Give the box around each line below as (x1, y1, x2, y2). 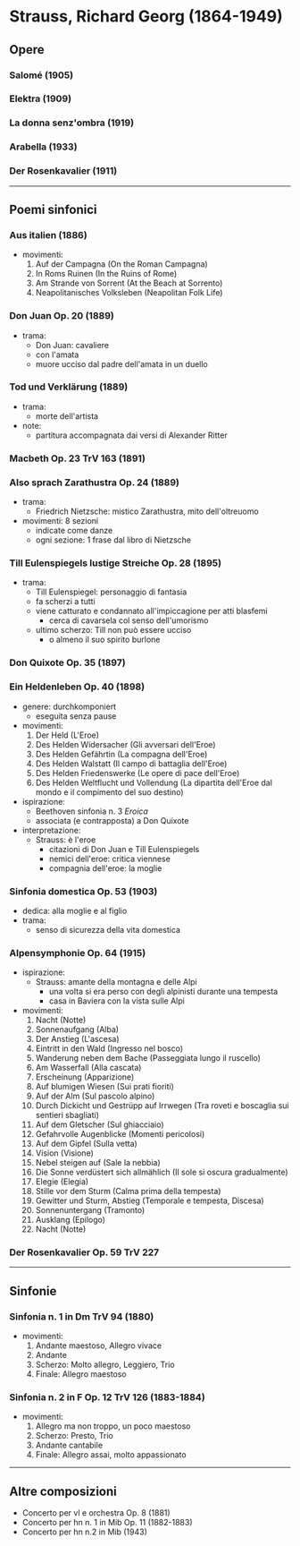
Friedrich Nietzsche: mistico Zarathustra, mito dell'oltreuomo (35, 506, 259, 517)
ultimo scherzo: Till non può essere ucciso (35, 625, 192, 636)
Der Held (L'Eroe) (35, 730, 100, 740)
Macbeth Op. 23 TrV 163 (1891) (9, 452, 146, 465)
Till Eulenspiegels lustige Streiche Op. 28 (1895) (9, 557, 221, 569)
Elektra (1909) (9, 92, 72, 105)
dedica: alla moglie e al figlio (21, 905, 128, 916)
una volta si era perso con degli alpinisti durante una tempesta (48, 987, 279, 997)
